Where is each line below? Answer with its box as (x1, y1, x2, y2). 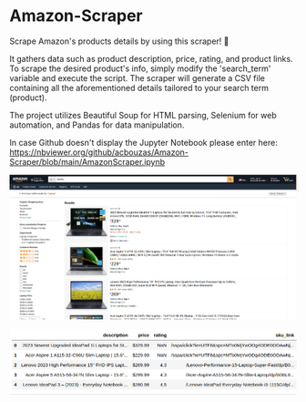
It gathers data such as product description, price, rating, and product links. (9, 53, 293, 64)
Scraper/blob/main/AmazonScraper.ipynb (9, 156, 166, 167)
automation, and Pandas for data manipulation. (9, 119, 185, 130)
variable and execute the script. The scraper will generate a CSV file (9, 72, 266, 83)
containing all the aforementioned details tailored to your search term (9, 82, 269, 93)
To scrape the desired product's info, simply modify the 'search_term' (9, 63, 271, 74)
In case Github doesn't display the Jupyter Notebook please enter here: (9, 137, 278, 148)
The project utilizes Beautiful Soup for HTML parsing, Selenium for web (9, 109, 277, 120)
